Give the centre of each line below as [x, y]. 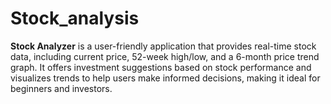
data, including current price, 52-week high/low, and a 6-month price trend [165, 56]
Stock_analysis [75, 18]
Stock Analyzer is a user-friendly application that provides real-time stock [163, 46]
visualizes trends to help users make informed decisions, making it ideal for [165, 78]
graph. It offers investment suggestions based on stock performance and [161, 67]
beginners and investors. [61, 88]
